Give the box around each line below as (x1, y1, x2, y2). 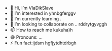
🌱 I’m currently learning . (10, 16, 62, 21)
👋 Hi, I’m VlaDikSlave (10, 5, 54, 11)
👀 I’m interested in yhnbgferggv (10, 10, 76, 16)
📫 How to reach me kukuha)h (10, 27, 73, 33)
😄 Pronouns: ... (10, 34, 43, 40)
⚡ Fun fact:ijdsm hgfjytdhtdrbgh (10, 40, 77, 46)
